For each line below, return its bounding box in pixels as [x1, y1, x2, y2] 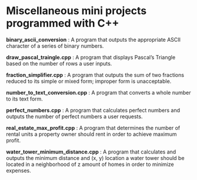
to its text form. [6, 95, 43, 102]
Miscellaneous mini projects [6, 4, 147, 18]
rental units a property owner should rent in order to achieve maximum [6, 131, 178, 138]
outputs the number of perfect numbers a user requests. [6, 113, 143, 120]
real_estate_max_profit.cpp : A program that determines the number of [6, 124, 181, 131]
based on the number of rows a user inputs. [6, 60, 112, 67]
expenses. [6, 166, 31, 174]
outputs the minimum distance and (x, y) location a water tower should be [6, 154, 185, 161]
